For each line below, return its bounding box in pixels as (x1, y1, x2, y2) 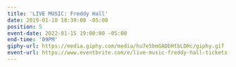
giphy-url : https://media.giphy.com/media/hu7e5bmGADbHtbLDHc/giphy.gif (7, 43, 225, 50)
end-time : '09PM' (7, 36, 58, 43)
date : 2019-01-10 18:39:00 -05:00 (7, 17, 109, 24)
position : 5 (7, 23, 42, 30)
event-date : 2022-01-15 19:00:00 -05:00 (7, 29, 128, 37)
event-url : (7, 50, 39, 57)
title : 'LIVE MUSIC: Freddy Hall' (7, 10, 109, 17)
